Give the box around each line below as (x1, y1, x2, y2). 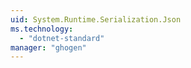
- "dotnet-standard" (19, 33, 105, 43)
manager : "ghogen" (10, 42, 87, 53)
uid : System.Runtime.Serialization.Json (10, 14, 182, 25)
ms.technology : (10, 24, 74, 34)
